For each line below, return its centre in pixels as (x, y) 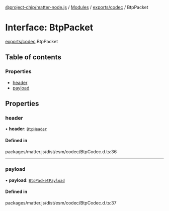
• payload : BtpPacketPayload (35, 180)
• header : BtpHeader (26, 129)
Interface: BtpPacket (49, 28)
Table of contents (33, 57)
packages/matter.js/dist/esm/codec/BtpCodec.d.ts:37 (61, 203)
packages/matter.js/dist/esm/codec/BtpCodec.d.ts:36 (61, 151)
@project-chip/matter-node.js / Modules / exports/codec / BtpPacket (77, 7)
